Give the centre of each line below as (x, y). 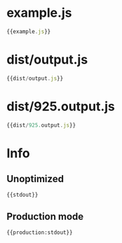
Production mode (45, 216)
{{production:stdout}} (40, 232)
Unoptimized (35, 179)
